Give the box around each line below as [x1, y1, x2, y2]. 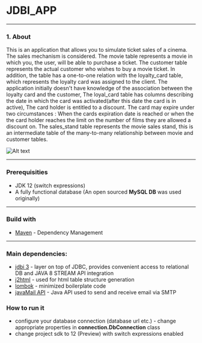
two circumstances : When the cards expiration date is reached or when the [6, 110, 194, 117]
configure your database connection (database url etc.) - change [14, 317, 176, 325]
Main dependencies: [6, 249, 68, 258]
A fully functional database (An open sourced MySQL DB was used [14, 188, 182, 196]
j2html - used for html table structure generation [14, 276, 135, 283]
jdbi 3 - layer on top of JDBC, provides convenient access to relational [14, 263, 189, 271]
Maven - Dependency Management [14, 229, 103, 236]
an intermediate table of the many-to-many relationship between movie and [6, 129, 194, 137]
